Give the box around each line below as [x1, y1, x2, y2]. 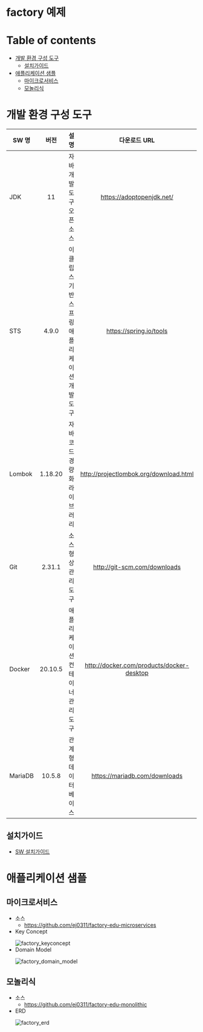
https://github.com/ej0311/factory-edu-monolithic [24, 1001, 147, 1008]
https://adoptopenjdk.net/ [100, 193, 173, 202]
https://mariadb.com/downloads [91, 772, 183, 780]
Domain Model [14, 945, 52, 953]
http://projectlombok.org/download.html [80, 470, 194, 478]
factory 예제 [6, 5, 66, 19]
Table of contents [6, 34, 97, 47]
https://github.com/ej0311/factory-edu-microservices [24, 921, 156, 928]
